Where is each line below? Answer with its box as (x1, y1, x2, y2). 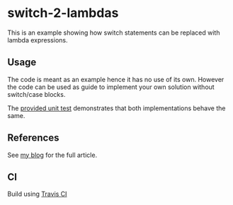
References (7, 132, 59, 144)
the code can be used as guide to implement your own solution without (7, 83, 215, 91)
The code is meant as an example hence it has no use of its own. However (7, 75, 225, 83)
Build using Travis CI (7, 189, 67, 199)
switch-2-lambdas (7, 5, 119, 21)
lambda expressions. (7, 35, 68, 44)
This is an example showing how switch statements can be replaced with (7, 28, 220, 37)
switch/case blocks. (7, 90, 66, 98)
